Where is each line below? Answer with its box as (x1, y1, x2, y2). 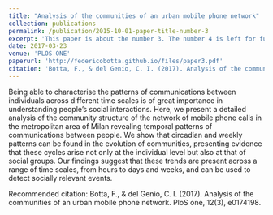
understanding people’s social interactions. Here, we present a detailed (8, 104, 246, 114)
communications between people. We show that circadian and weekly (8, 130, 243, 140)
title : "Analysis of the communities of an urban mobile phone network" (8, 11, 260, 20)
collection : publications (8, 19, 96, 28)
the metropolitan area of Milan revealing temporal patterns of (8, 121, 213, 131)
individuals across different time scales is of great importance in (8, 95, 223, 105)
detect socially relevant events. (8, 173, 113, 183)
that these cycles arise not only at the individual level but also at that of (8, 147, 246, 157)
